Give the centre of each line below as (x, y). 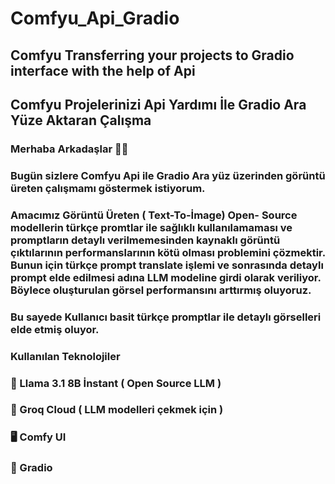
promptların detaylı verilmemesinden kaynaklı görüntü (145, 240)
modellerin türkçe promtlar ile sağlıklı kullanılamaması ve (151, 227)
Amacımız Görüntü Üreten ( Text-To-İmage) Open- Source (154, 215)
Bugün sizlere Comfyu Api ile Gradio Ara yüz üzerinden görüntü (168, 175)
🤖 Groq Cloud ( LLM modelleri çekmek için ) (117, 410)
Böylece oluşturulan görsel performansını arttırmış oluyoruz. (161, 290)
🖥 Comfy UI (38, 437)
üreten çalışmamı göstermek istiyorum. (108, 188)
